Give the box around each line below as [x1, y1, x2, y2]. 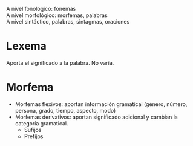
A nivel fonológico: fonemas [6, 5, 76, 12]
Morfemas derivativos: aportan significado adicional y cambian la [15, 113, 178, 121]
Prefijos [24, 133, 44, 140]
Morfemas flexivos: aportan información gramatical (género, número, [15, 100, 188, 108]
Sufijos [24, 126, 42, 133]
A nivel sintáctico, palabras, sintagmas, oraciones [6, 18, 130, 25]
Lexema [6, 39, 47, 53]
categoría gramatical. [15, 119, 68, 127]
